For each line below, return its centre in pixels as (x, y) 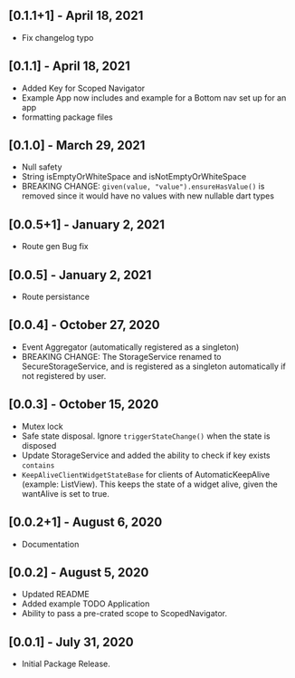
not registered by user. (64, 375)
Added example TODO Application (86, 604)
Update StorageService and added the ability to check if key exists (146, 455)
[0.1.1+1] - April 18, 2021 (76, 16)
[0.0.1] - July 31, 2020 (71, 642)
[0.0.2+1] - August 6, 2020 (86, 523)
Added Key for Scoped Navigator (83, 88)
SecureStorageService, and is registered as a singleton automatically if (153, 366)
